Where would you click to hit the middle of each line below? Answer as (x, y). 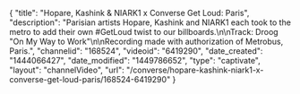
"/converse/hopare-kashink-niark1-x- (195, 70)
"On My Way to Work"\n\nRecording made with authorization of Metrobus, (146, 41)
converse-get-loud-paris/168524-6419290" (90, 79)
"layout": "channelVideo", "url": (67, 70)
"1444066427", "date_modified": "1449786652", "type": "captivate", (135, 60)
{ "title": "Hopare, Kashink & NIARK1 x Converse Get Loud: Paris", (129, 13)
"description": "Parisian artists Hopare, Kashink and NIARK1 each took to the (150, 22)
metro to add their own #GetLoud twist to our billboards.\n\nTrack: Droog (144, 32)
